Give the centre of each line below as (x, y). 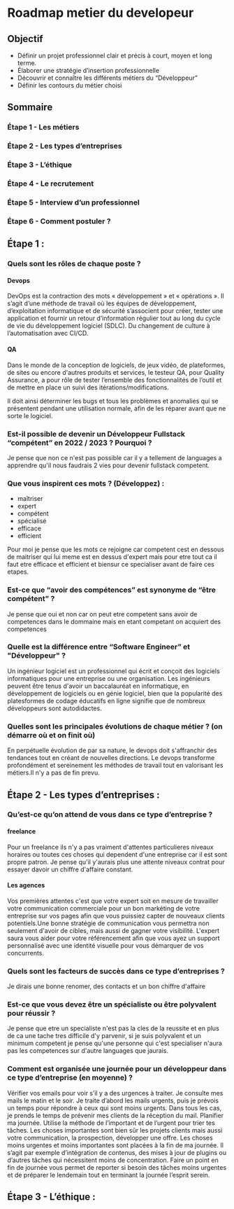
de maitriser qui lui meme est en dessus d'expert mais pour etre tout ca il (112, 557)
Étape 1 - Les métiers (43, 127)
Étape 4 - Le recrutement (51, 184)
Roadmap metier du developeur (101, 13)
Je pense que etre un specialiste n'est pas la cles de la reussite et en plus (114, 1028)
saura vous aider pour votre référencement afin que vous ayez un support (114, 938)
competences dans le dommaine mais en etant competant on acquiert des (114, 621)
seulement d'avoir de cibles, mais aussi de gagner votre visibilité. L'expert (114, 930)
